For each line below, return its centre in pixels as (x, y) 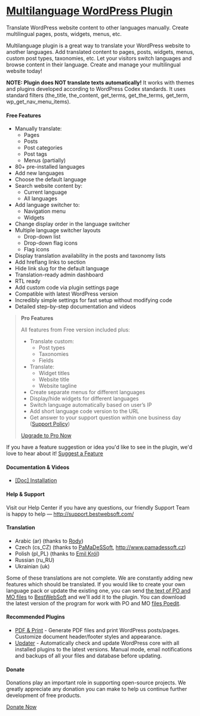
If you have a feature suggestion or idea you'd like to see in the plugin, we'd (99, 447)
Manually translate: (38, 129)
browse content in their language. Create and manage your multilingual (93, 65)
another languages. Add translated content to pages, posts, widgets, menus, (100, 51)
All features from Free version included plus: (75, 330)
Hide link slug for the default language (62, 269)
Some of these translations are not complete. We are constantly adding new (99, 578)
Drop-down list (42, 237)
